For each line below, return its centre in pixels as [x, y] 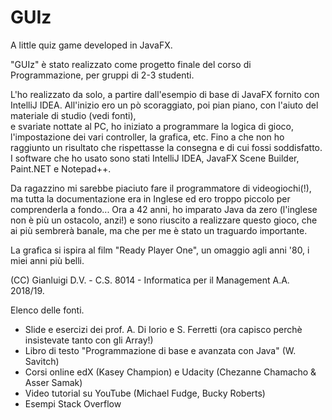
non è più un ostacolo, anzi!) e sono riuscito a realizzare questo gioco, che [164, 220]
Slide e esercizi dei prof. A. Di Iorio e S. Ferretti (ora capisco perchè [163, 329]
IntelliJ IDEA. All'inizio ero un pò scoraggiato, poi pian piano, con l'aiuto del [164, 105]
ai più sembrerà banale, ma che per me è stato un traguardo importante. [159, 230]
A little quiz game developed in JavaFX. [91, 45]
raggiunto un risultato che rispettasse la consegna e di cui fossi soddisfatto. [166, 147]
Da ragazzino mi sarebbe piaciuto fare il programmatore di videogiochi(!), [161, 188]
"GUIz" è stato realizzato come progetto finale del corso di [131, 64]
